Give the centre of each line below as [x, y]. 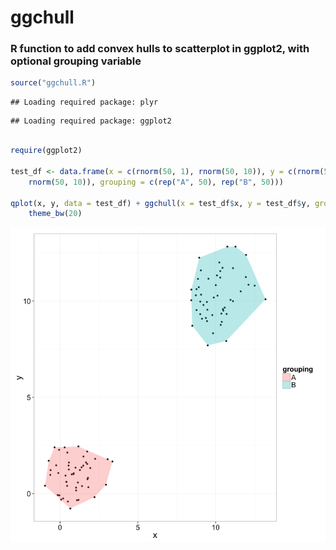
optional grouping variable [76, 61]
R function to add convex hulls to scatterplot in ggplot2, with [160, 49]
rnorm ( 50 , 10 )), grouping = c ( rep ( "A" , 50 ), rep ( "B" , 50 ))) [156, 182]
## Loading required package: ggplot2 [91, 121]
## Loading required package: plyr [84, 102]
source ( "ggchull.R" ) [53, 83]
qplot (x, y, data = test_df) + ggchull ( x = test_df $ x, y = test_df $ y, [160, 203]
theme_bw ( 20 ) [55, 214]
